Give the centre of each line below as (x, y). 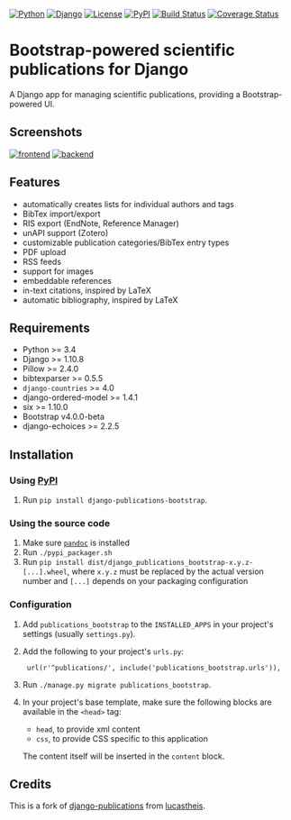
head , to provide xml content (88, 729)
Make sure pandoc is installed (76, 543)
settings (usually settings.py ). (79, 633)
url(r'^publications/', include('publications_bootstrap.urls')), (154, 668)
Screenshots (46, 132)
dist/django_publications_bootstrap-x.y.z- (171, 563)
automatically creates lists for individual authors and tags (128, 204)
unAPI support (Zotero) (65, 232)
